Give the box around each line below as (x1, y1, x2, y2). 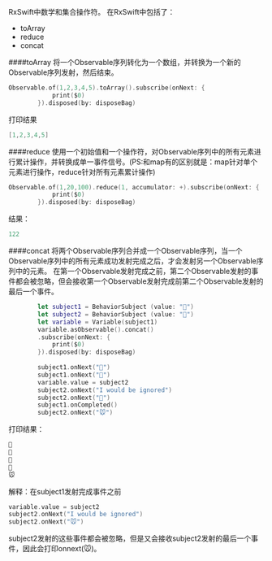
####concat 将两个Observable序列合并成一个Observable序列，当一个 (8, 246, 243, 255)
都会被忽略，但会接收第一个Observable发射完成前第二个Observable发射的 (15, 276, 264, 286)
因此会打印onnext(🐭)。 (22, 544, 101, 554)
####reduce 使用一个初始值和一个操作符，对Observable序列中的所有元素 (8, 146, 254, 156)
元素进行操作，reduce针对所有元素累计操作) (8, 167, 156, 176)
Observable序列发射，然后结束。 (8, 67, 119, 77)
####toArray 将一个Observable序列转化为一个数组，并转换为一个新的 (8, 58, 241, 67)
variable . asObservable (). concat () (37, 325, 154, 333)
